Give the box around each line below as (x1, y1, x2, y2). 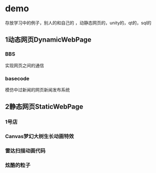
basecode (5, 75, 30, 82)
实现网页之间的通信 (5, 62, 44, 68)
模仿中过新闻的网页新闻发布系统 (5, 86, 70, 92)
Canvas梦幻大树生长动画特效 (5, 133, 74, 140)
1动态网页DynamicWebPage (5, 35, 92, 44)
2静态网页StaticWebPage (5, 103, 84, 111)
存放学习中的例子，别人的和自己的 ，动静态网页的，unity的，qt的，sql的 (5, 20, 152, 26)
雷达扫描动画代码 (5, 147, 46, 154)
